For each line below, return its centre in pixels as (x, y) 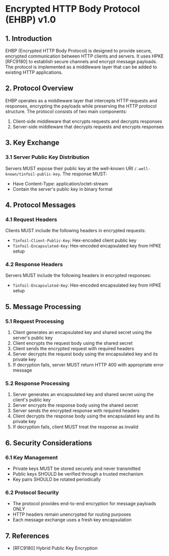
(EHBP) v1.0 (31, 20)
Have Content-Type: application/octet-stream (60, 183)
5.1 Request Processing (35, 321)
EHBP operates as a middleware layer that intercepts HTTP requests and (81, 100)
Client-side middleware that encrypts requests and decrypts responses (87, 121)
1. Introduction (29, 38)
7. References (27, 536)
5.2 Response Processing (37, 383)
